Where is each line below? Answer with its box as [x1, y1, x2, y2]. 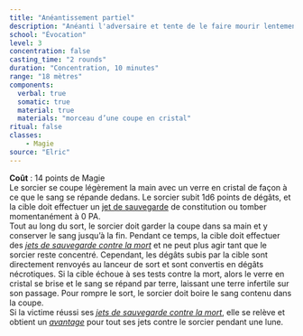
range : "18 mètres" [9, 72, 83, 81]
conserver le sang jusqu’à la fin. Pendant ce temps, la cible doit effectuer [9, 229, 280, 240]
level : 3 [9, 38, 42, 48]
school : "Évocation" [9, 30, 87, 39]
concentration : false [9, 47, 91, 56]
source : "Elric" [9, 147, 70, 156]
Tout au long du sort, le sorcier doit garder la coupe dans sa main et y [9, 220, 268, 231]
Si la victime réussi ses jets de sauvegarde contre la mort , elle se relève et [9, 306, 286, 317]
